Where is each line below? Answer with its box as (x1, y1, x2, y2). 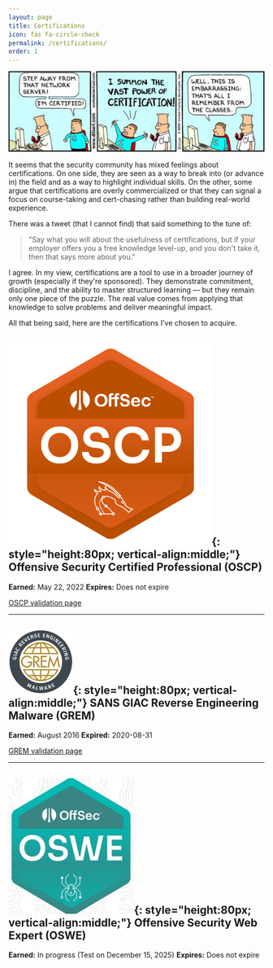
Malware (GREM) (8, 708, 96, 722)
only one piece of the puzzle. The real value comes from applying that (8, 293, 244, 303)
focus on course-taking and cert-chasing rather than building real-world (8, 194, 250, 204)
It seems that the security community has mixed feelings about (8, 160, 219, 169)
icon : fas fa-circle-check (8, 30, 100, 38)
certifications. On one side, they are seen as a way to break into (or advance (8, 168, 264, 178)
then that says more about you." (28, 252, 136, 261)
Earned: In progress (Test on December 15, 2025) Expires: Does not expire (8, 950, 260, 960)
